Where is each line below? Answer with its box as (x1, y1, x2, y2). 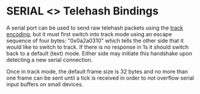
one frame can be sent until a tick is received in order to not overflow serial (6, 74, 195, 81)
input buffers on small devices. (6, 80, 84, 88)
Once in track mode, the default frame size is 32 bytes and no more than (6, 67, 188, 75)
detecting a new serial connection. (6, 56, 93, 63)
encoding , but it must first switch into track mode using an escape (6, 30, 172, 37)
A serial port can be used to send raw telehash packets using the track (6, 24, 184, 31)
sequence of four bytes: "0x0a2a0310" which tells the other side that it (6, 37, 184, 44)
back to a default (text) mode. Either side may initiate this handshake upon (6, 49, 193, 57)
